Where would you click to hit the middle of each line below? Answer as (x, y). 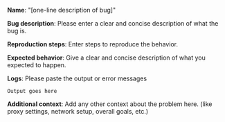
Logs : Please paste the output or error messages (77, 78)
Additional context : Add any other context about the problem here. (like (110, 104)
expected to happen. (37, 65)
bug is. (17, 31)
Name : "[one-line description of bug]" (62, 10)
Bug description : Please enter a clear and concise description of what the (113, 23)
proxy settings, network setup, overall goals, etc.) (78, 111)
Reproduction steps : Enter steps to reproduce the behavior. (93, 44)
